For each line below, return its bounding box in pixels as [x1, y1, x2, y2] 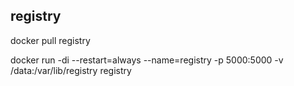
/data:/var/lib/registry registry [10, 64, 132, 76]
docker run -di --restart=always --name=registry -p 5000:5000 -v [10, 54, 284, 66]
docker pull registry [10, 34, 91, 46]
